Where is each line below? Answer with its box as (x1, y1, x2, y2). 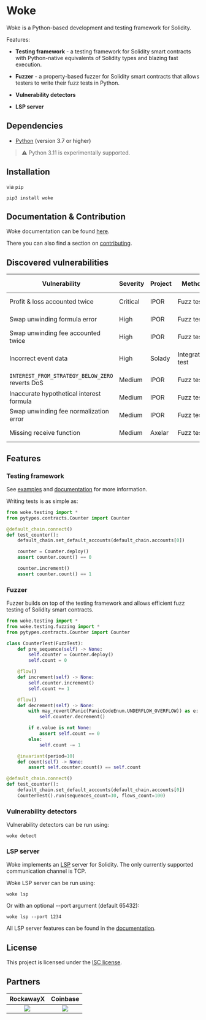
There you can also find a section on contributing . (6, 240, 132, 247)
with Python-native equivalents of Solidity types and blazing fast (15, 54, 179, 61)
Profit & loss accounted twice (9, 297, 94, 306)
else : (28, 736, 43, 742)
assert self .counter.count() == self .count (28, 764, 141, 770)
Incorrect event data (9, 354, 68, 362)
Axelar (150, 429, 169, 437)
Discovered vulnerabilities (6, 257, 109, 267)
